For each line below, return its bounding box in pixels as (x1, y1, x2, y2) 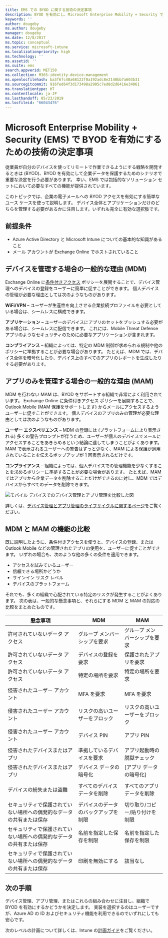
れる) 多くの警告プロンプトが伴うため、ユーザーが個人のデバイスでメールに (5, 433, 161, 439)
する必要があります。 (5, 361, 49, 367)
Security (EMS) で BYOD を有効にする (5, 134, 162, 146)
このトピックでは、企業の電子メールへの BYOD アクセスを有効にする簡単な (5, 194, 160, 200)
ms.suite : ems (5, 63, 35, 68)
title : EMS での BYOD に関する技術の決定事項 (5, 7, 92, 13)
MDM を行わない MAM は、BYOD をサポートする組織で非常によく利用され (5, 391, 158, 397)
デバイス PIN (78, 732, 108, 739)
